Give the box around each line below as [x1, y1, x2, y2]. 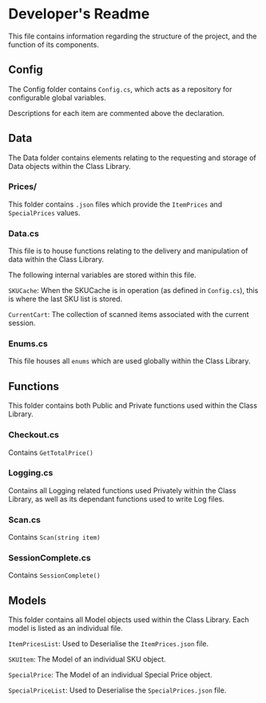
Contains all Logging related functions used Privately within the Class [8, 485, 237, 495]
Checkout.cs [8, 429, 60, 440]
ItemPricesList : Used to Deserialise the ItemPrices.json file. [8, 639, 209, 649]
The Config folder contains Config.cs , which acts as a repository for [8, 84, 232, 94]
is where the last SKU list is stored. [8, 294, 123, 304]
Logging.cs [8, 468, 54, 479]
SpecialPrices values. [8, 207, 81, 217]
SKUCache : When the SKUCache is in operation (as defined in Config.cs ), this [8, 286, 259, 295]
